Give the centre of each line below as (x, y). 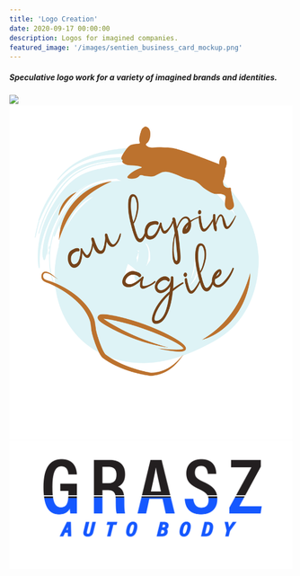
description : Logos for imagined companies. (94, 38)
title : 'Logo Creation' (54, 19)
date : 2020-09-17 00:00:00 (60, 28)
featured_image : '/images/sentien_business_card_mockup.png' (126, 48)
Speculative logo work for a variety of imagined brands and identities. (143, 77)
